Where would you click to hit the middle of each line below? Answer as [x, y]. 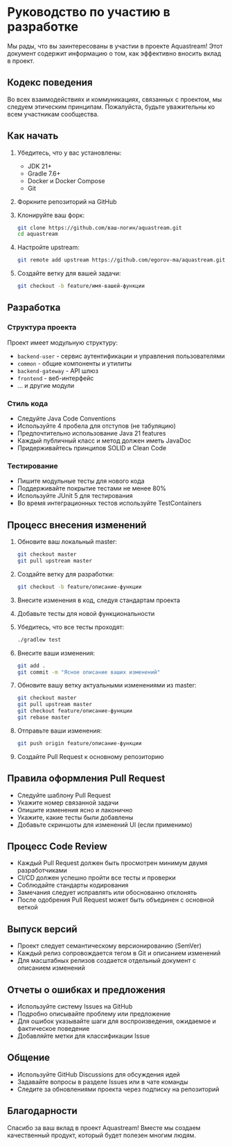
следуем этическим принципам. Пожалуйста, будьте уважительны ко [111, 106]
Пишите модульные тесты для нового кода [81, 481]
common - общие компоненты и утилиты [74, 363]
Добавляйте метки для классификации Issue [83, 1036]
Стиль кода [28, 403]
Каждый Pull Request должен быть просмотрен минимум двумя [112, 863]
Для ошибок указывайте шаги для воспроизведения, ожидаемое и [117, 1021]
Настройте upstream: [48, 248]
